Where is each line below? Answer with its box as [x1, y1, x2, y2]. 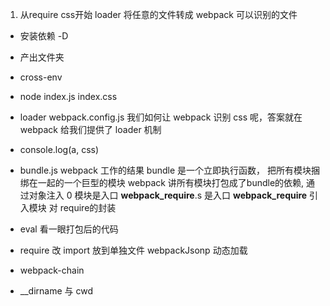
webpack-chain [19, 264, 85, 276]
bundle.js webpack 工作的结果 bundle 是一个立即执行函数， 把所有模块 [19, 164, 312, 176]
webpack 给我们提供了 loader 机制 [19, 124, 162, 135]
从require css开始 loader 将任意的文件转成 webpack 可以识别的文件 [19, 9, 298, 20]
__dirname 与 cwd [19, 285, 93, 297]
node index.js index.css [19, 91, 118, 102]
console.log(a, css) [19, 144, 100, 155]
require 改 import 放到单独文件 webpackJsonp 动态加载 [19, 244, 248, 256]
